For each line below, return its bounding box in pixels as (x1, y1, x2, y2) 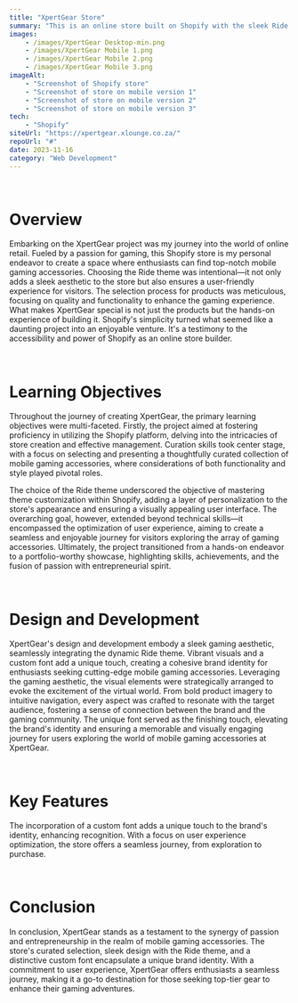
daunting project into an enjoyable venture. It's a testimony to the (9, 324, 248, 335)
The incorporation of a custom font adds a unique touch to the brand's (9, 821, 268, 831)
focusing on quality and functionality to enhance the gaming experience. (9, 295, 276, 306)
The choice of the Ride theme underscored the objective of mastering (9, 485, 265, 496)
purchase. (9, 849, 46, 860)
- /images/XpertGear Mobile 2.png (25, 54, 153, 63)
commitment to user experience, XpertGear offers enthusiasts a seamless (9, 965, 280, 975)
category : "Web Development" (9, 153, 117, 163)
